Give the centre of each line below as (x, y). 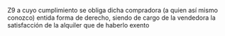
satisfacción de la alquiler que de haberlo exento (78, 25)
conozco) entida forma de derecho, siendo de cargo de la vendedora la (112, 18)
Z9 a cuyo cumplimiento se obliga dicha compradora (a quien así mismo (113, 10)
